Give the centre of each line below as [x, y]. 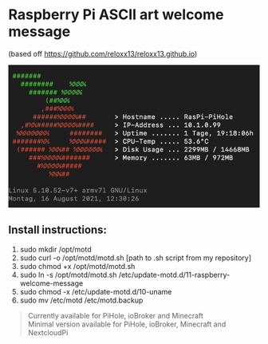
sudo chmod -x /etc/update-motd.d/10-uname [96, 291]
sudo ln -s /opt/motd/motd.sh [68, 275]
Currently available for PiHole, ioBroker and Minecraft [115, 315]
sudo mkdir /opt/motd [55, 249]
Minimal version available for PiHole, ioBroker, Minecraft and [127, 324]
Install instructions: [58, 230]
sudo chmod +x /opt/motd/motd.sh [77, 266]
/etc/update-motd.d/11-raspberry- [174, 275]
